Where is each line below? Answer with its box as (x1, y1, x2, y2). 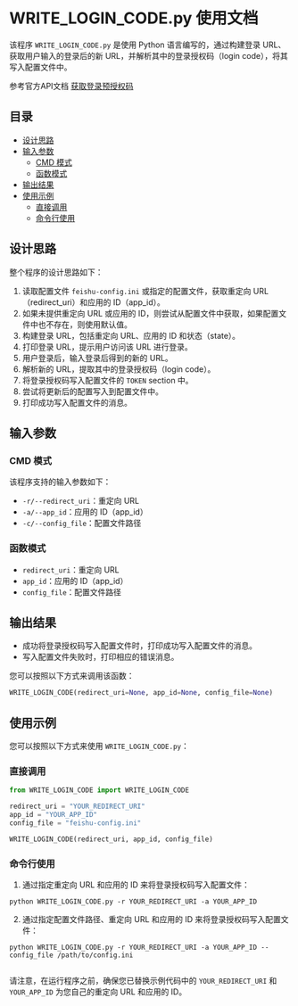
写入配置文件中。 (9, 62, 72, 72)
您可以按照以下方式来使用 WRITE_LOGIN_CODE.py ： (9, 741, 189, 752)
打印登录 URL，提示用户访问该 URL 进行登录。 (21, 341, 194, 352)
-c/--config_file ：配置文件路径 (21, 518, 142, 529)
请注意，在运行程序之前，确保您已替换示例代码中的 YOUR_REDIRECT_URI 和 (9, 976, 277, 986)
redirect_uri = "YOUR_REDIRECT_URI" (9, 802, 145, 812)
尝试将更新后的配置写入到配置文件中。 (21, 385, 163, 397)
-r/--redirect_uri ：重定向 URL (21, 496, 140, 507)
